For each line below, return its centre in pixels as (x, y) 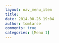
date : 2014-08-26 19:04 (30, 19)
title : (12, 14)
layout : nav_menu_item (29, 10)
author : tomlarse (23, 23)
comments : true (21, 28)
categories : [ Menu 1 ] (28, 33)
